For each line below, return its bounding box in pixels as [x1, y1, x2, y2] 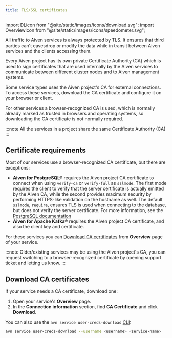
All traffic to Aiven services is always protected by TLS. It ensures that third [5, 37, 164, 43]
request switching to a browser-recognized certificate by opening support [5, 255, 162, 261]
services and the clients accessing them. [5, 48, 92, 54]
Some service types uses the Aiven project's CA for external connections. [5, 84, 161, 90]
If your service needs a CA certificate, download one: [5, 288, 118, 294]
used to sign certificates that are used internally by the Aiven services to [5, 63, 158, 69]
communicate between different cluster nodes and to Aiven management [5, 69, 160, 75]
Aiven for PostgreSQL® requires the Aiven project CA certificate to [12, 175, 154, 181]
